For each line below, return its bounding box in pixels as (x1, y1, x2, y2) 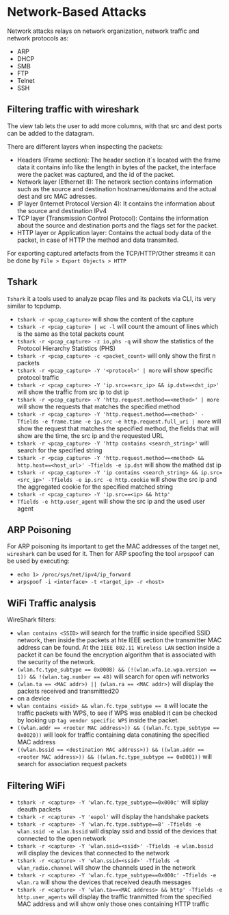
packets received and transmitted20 (16, 687, 120, 696)
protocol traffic (16, 373, 59, 381)
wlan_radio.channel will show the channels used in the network (16, 864, 196, 871)
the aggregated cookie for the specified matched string (16, 483, 173, 491)
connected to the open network (16, 834, 107, 842)
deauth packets (16, 805, 62, 813)
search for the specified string (16, 446, 103, 454)
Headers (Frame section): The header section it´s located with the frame (16, 156, 221, 164)
